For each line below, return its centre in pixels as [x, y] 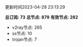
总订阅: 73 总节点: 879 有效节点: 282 [41, 17]
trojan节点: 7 [24, 39]
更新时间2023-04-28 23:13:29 [35, 7]
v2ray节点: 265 [27, 27]
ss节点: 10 [22, 33]
